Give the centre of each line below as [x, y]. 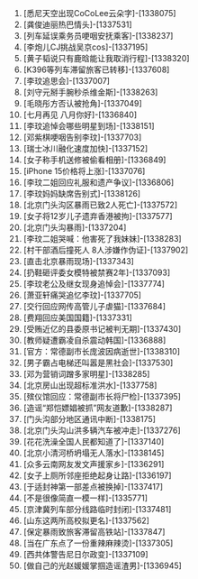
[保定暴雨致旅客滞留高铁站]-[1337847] [94, 532]
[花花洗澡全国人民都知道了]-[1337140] [94, 441]
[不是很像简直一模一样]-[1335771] [85, 498]
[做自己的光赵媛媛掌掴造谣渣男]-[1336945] [103, 565]
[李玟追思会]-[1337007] [67, 81]
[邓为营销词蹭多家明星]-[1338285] [86, 374]
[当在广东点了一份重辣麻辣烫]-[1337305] [98, 543]
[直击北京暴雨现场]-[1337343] [78, 261]
